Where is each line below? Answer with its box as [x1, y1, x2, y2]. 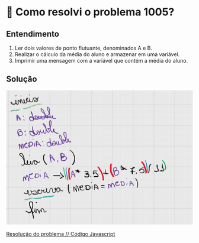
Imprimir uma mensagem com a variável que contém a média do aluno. [14, 57, 188, 64]
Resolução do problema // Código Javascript [6, 231, 115, 238]
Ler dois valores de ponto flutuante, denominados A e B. [14, 44, 153, 51]
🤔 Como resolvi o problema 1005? [6, 5, 175, 19]
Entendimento [6, 29, 59, 39]
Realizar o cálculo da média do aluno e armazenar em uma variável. [14, 51, 180, 58]
